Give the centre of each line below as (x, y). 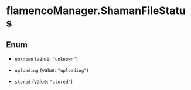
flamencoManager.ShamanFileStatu (96, 11)
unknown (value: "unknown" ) (46, 59)
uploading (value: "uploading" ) (52, 70)
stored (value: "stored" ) (44, 81)
